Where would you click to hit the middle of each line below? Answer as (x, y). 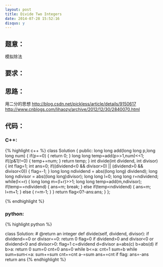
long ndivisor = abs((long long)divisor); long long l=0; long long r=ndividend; (82, 176)
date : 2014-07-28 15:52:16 (32, 18)
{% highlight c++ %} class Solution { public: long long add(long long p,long (80, 150)
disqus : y (15, 23)
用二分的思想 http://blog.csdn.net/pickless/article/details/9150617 (71, 104)
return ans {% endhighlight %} (36, 260)
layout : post (18, 9)
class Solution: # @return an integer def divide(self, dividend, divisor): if (77, 234)
